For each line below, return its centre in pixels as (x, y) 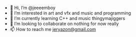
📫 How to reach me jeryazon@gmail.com (53, 29)
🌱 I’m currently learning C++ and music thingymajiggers (67, 18)
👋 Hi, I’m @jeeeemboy (33, 8)
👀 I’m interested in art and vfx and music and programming (70, 13)
